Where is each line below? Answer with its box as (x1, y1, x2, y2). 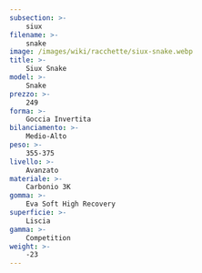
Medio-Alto (25, 132, 67, 141)
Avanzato (25, 166, 59, 175)
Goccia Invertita (25, 115, 92, 124)
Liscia (25, 216, 51, 226)
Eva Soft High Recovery (25, 199, 116, 209)
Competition (25, 233, 71, 242)
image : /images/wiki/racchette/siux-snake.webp (9, 47, 194, 56)
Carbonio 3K (25, 183, 71, 192)
